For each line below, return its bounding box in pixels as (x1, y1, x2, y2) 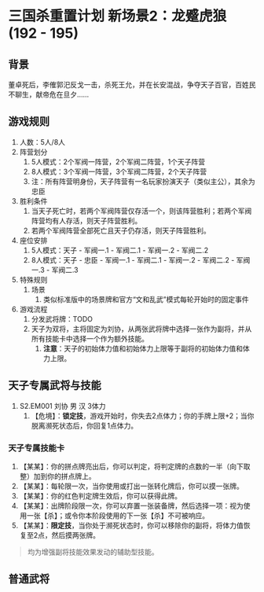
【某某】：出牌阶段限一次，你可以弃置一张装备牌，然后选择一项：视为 (19, 501, 244, 510)
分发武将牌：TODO (31, 314, 93, 323)
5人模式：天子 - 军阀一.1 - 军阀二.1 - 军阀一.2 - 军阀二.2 (31, 245, 209, 255)
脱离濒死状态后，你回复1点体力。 (31, 421, 138, 430)
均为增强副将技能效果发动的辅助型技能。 (27, 547, 159, 557)
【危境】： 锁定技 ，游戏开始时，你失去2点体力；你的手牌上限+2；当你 (31, 410, 255, 421)
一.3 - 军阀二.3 (31, 265, 79, 274)
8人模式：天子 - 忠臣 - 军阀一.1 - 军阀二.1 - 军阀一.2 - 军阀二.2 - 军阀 (31, 255, 251, 264)
